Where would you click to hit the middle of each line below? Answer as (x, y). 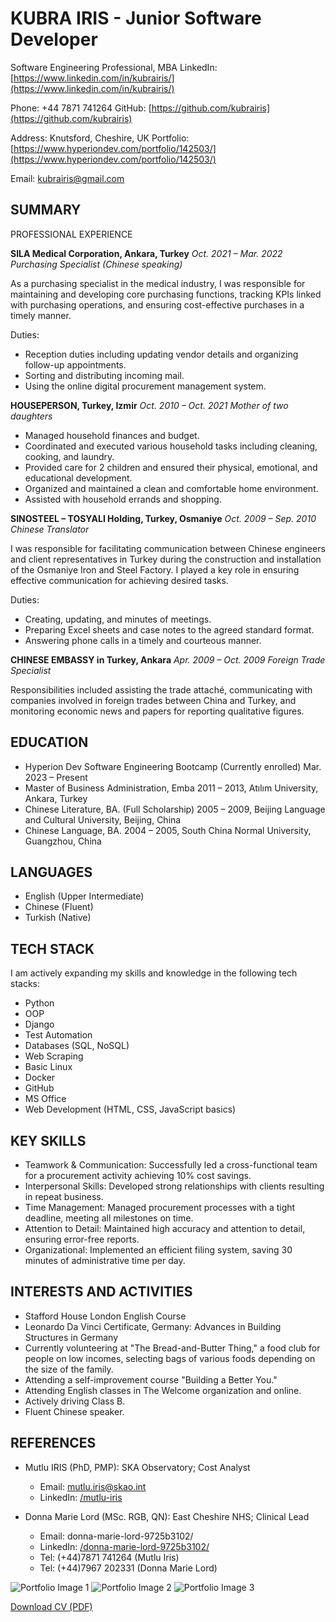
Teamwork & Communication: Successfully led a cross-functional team (171, 1165)
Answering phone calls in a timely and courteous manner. (143, 640)
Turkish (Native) (58, 918)
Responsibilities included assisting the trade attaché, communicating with (161, 689)
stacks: (25, 984)
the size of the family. (69, 1369)
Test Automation (58, 1035)
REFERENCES (53, 1443)
